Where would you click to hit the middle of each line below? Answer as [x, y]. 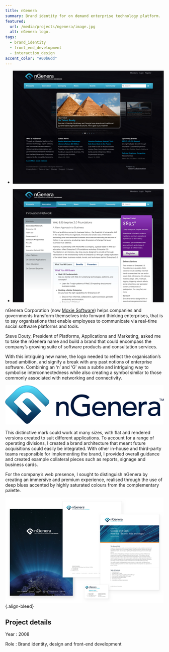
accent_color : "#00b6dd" [31, 58]
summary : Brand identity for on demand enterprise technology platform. [83, 16]
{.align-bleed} [20, 606]
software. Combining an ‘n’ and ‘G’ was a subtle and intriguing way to [77, 367]
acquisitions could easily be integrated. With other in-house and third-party [83, 448]
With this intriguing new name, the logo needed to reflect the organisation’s [83, 356]
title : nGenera [21, 11]
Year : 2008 [17, 634]
